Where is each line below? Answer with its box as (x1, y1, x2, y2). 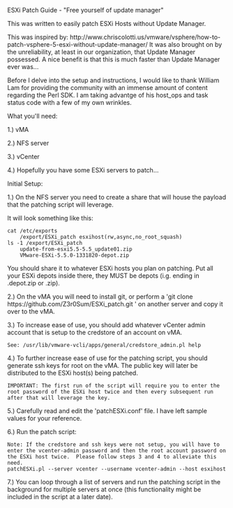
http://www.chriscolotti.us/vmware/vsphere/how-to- (69, 33, 221, 41)
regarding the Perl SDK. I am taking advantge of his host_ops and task (7, 91, 209, 99)
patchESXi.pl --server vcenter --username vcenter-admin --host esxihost (7, 465, 227, 472)
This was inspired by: (7, 33, 68, 41)
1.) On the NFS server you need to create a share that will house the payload (7, 193, 227, 201)
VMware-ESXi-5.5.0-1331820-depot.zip (20, 252, 130, 259)
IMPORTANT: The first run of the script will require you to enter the (7, 382, 220, 389)
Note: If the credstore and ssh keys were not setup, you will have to (7, 441, 220, 448)
